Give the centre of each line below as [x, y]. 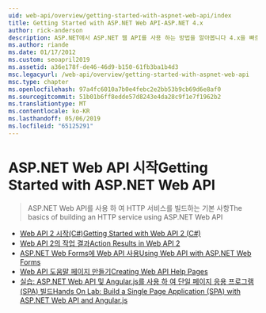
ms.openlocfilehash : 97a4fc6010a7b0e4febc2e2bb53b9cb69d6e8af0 [115, 89]
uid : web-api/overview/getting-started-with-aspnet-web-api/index [120, 15]
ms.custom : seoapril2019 [49, 60]
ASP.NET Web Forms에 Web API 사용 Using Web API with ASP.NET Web [135, 253]
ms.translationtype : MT [47, 104]
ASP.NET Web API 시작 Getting [108, 168]
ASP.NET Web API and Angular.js [74, 300]
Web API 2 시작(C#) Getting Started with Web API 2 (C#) [110, 233]
